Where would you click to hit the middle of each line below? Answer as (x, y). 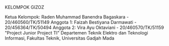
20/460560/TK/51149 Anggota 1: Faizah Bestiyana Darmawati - (71, 22)
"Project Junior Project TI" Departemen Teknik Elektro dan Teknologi (76, 33)
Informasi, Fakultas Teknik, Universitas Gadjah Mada (60, 38)
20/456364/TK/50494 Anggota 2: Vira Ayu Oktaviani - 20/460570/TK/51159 (84, 27)
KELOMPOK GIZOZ (24, 7)
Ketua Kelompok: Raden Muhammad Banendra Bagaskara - (67, 17)
